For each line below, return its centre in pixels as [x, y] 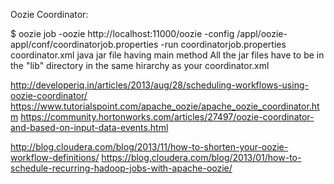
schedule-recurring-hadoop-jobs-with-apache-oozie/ [121, 168]
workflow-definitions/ [55, 157]
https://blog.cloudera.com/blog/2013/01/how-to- [201, 157]
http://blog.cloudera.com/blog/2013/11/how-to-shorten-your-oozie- [149, 147]
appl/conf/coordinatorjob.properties [84, 44]
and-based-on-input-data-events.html [89, 127]
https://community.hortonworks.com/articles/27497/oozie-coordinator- [167, 117]
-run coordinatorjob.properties [223, 44]
